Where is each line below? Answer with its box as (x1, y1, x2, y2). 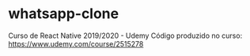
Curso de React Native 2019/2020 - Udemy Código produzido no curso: (8, 31, 243, 40)
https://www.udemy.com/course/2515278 (8, 39, 144, 48)
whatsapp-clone (8, 5, 119, 23)
